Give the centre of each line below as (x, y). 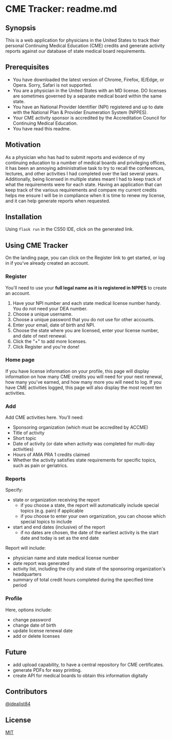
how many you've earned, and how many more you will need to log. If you (83, 382)
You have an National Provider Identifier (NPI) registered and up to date (88, 107)
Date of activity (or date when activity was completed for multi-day (84, 444)
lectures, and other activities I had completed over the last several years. (82, 173)
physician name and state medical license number (66, 558)
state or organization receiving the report (56, 500)
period (20, 585)
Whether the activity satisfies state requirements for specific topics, (84, 460)
